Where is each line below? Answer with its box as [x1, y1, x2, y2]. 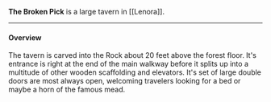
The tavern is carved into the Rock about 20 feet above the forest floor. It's [8, 51, 256, 60]
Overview [8, 32, 42, 43]
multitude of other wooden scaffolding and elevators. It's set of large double [8, 67, 262, 77]
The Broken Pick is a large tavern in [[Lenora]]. [8, 7, 165, 16]
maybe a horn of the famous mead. [8, 84, 126, 95]
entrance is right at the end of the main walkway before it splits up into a [8, 59, 248, 69]
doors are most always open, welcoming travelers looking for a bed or [8, 76, 241, 86]
